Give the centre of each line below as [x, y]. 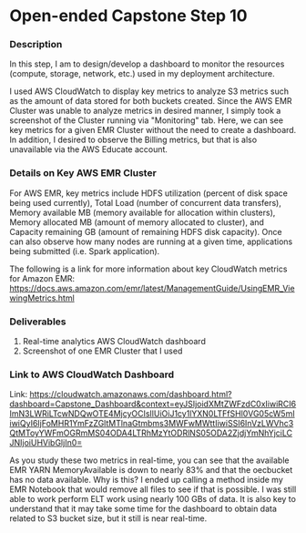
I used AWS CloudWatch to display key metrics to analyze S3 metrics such [149, 91]
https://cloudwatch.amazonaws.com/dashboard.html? [131, 395]
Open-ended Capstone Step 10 [128, 16]
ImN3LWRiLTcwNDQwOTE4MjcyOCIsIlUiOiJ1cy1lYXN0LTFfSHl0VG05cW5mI [152, 414]
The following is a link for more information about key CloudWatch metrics [148, 269]
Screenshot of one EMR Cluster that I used [102, 351]
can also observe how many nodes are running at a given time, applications [151, 241]
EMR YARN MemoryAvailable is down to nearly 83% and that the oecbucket [151, 470]
